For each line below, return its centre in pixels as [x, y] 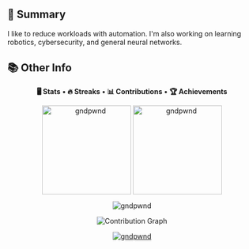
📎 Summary [37, 15]
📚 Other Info [40, 68]
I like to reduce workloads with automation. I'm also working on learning [124, 33]
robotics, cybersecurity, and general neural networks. [95, 42]
